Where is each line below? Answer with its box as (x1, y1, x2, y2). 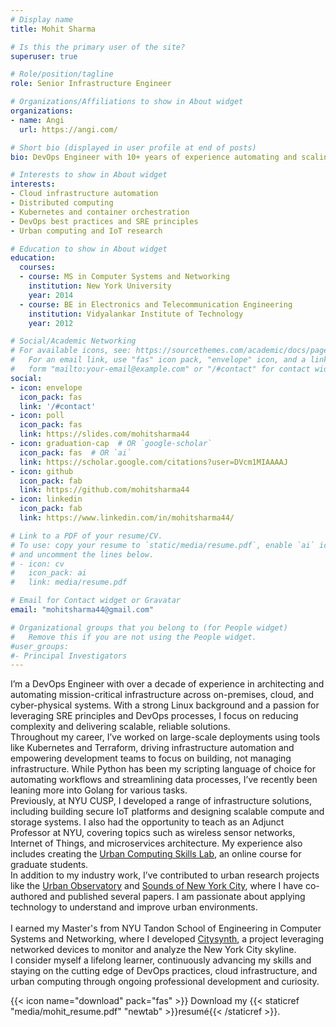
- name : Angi (10, 115, 65, 125)
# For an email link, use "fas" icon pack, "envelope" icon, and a (10, 355, 307, 365)
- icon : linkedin (10, 494, 83, 505)
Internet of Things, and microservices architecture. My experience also (10, 837, 303, 850)
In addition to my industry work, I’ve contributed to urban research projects (10, 869, 320, 881)
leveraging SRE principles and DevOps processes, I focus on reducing (10, 710, 299, 722)
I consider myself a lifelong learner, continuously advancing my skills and (10, 954, 312, 966)
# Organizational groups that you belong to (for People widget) (10, 622, 288, 633)
